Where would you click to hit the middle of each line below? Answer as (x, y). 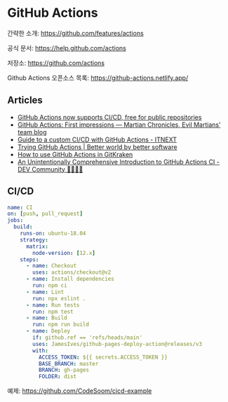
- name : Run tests (53, 305)
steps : (29, 259)
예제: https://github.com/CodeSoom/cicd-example (80, 391)
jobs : (15, 221)
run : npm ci (50, 286)
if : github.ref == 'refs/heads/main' (87, 338)
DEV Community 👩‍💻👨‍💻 (50, 169)
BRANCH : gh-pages (64, 370)
